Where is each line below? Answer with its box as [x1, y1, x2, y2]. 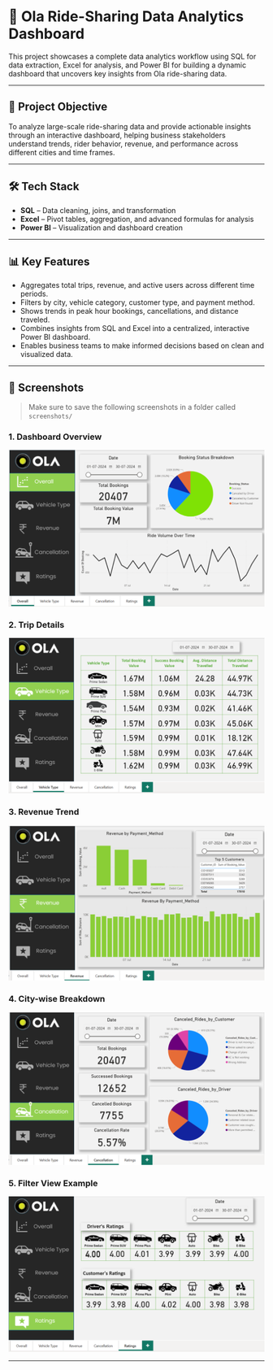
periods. [19, 289, 49, 299]
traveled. [19, 315, 50, 324]
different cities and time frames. [8, 147, 115, 157]
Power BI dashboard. [19, 333, 91, 342]
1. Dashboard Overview [8, 431, 102, 442]
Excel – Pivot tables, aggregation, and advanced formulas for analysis [19, 214, 254, 224]
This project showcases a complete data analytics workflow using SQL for [8, 51, 257, 61]
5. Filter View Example [8, 1177, 98, 1189]
